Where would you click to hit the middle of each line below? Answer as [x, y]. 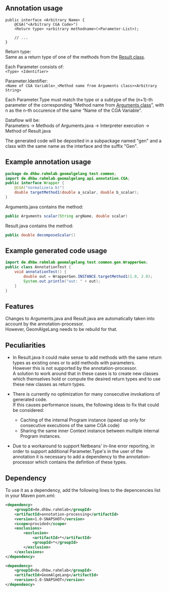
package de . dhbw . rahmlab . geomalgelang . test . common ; [61, 174]
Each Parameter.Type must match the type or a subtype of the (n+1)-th [79, 99]
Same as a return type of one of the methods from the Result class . [75, 57]
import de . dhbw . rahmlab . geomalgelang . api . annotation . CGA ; [68, 178]
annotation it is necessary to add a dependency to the [69, 457]
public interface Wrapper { [35, 183]
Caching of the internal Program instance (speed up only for [83, 420]
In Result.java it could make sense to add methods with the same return [87, 357]
